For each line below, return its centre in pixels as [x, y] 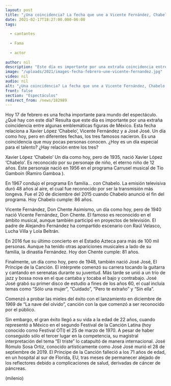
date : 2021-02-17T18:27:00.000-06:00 [45, 19]
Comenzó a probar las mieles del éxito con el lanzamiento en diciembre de [83, 299]
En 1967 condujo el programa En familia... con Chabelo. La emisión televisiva [85, 183]
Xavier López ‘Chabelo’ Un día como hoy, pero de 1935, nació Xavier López [84, 157]
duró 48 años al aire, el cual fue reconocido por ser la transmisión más [79, 189]
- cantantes [23, 34]
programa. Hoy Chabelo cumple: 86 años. [49, 200]
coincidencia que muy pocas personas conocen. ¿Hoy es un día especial [82, 142]
